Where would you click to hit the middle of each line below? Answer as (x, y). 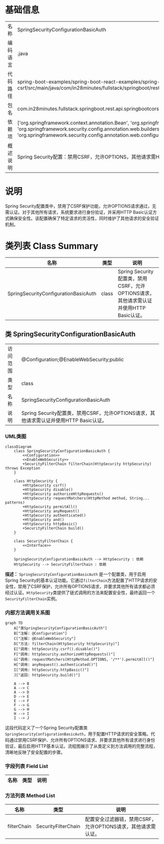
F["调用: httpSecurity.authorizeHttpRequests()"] (65, 654)
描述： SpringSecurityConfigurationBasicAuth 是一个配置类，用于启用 (76, 574)
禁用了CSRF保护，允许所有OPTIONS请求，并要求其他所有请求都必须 (86, 586)
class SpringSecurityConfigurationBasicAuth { (62, 451)
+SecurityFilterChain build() (53, 528)
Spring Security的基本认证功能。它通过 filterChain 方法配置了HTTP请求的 (79, 580)
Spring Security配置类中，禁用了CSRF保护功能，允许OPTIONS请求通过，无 (81, 206)
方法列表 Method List (30, 796)
